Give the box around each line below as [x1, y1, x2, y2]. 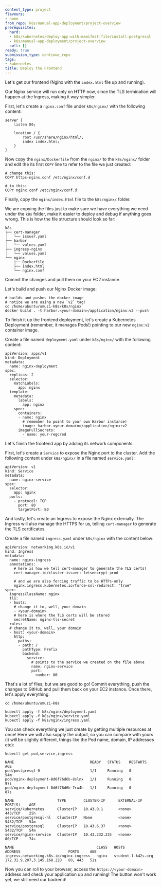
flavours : [5, 12, 25, 17]
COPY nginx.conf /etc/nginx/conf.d [5, 188, 77, 193]
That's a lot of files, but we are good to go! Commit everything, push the [5, 681, 150, 687]
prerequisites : [5, 25, 36, 30]
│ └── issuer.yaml [5, 234, 47, 239]
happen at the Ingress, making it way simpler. [5, 94, 96, 100]
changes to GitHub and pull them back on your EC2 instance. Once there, [5, 687, 152, 692]
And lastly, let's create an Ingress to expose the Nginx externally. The [5, 516, 144, 521]
